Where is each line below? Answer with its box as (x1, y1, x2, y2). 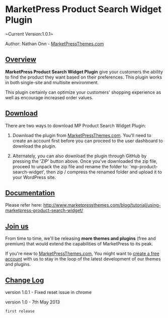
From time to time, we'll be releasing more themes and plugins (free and (5, 235, 156, 241)
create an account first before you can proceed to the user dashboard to (12, 138, 163, 144)
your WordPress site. (12, 174, 56, 180)
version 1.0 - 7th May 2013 (5, 299, 60, 305)
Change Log (5, 276, 44, 284)
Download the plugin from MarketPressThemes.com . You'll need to (12, 132, 152, 138)
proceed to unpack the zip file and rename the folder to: (12, 163, 129, 169)
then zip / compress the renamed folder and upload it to (46, 169, 162, 175)
